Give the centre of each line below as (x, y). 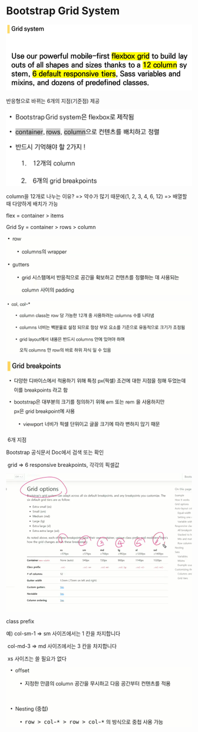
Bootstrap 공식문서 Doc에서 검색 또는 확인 (55, 452)
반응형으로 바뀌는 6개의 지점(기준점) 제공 (53, 101)
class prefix (20, 621)
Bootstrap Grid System (63, 11)
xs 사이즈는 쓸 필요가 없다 (37, 659)
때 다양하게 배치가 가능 (32, 204)
